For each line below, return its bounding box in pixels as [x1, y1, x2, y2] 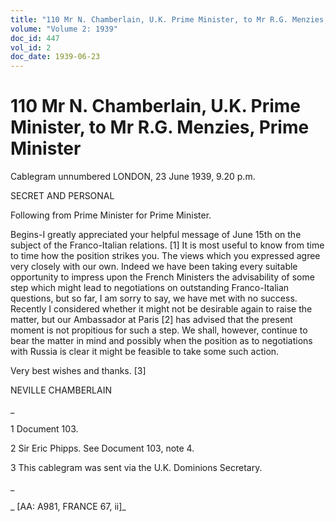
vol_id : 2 [10, 42, 52, 53]
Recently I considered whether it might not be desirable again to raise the [10, 303, 313, 315]
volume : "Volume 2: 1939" [10, 24, 118, 34]
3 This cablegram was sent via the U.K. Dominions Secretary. [10, 462, 263, 474]
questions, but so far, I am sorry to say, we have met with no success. [10, 292, 298, 305]
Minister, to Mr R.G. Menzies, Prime [10, 116, 310, 139]
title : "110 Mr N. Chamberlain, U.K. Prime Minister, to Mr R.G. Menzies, [10, 14, 329, 25]
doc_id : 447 [10, 33, 60, 43]
